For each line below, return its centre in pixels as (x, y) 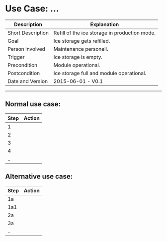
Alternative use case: (39, 177)
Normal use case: (33, 104)
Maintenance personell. (81, 49)
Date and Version (28, 81)
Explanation (105, 24)
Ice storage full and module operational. (100, 73)
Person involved (27, 49)
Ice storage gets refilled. (82, 41)
